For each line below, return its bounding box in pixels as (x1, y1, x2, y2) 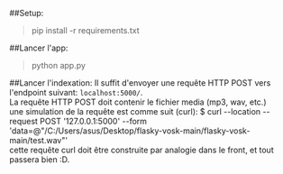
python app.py (31, 60, 86, 70)
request (9, 116, 39, 126)
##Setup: (9, 8, 44, 18)
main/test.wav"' (9, 135, 68, 145)
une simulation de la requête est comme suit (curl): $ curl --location (9, 106, 261, 116)
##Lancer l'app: (9, 42, 68, 53)
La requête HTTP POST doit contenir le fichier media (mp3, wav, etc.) (9, 96, 267, 107)
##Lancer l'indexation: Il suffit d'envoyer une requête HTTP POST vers (9, 78, 271, 88)
